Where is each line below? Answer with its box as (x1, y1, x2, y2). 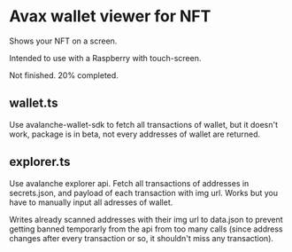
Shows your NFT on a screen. (9, 35, 118, 46)
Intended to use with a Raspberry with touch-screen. (9, 52, 202, 63)
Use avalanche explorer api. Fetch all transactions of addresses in (9, 177, 250, 188)
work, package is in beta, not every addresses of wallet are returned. (9, 129, 261, 139)
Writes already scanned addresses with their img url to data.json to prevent (9, 214, 283, 224)
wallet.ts (9, 96, 58, 111)
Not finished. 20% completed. (9, 69, 119, 81)
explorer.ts (9, 154, 71, 169)
